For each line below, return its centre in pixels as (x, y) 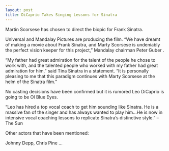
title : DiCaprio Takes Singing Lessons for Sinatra (61, 15)
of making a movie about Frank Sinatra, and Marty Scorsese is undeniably (83, 44)
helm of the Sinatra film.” (31, 82)
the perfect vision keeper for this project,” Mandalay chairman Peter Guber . (85, 50)
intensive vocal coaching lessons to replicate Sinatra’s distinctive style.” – (82, 117)
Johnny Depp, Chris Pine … (34, 143)
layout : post (19, 10)
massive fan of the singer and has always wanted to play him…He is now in (84, 112)
